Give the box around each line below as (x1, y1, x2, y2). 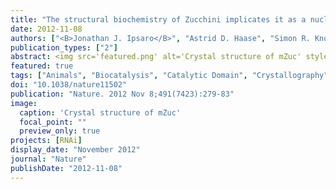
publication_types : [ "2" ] (10, 42, 118, 53)
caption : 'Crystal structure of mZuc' (19, 107, 182, 118)
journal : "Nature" (10, 154, 87, 164)
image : (10, 98, 38, 108)
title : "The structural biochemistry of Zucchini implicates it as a (10, 14, 307, 25)
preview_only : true (19, 126, 101, 136)
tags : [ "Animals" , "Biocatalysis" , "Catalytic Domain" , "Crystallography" (10, 71, 329, 81)
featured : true (10, 61, 74, 71)
